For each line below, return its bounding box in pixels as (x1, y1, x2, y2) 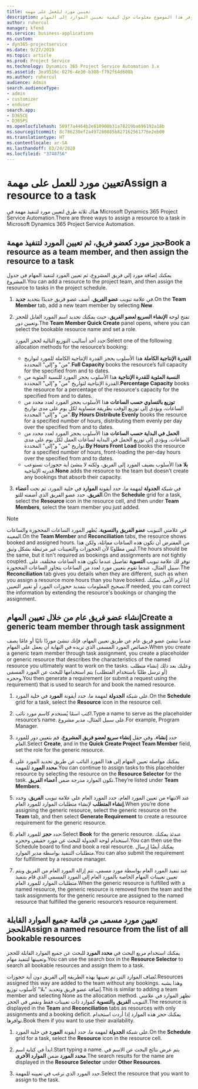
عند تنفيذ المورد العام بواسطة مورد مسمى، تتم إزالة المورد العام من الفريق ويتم (15, 867, 188, 874)
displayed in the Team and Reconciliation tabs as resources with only (6, 1004, 176, 1011)
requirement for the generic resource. (15, 819, 107, 826)
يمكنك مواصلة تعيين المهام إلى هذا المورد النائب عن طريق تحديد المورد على (15, 757, 180, 765)
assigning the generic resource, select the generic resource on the (15, 807, 177, 814)
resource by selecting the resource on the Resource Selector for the (15, 770, 182, 777)
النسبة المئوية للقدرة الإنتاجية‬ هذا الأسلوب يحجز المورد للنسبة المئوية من (24, 374, 180, 381)
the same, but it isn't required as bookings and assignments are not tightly (6, 551, 186, 559)
